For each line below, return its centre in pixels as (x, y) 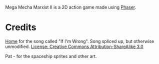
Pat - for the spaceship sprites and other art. (51, 56)
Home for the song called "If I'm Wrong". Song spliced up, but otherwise (80, 41)
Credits (21, 27)
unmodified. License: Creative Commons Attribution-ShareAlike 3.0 (74, 46)
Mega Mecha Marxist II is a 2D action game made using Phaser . (71, 7)
